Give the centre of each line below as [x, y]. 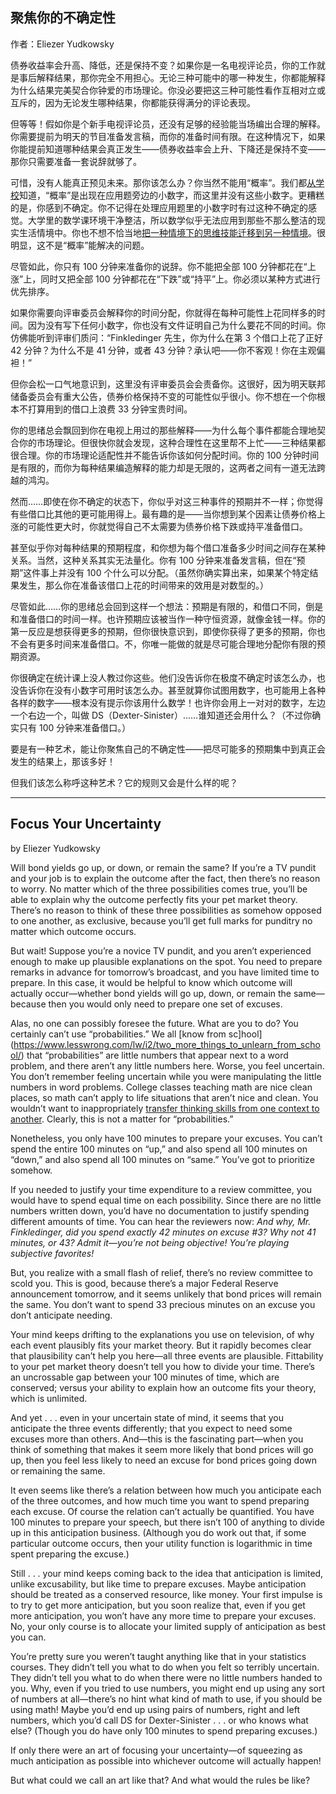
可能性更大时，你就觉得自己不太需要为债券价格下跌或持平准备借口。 [167, 526]
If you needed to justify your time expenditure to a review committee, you [161, 1189]
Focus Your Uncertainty [86, 824]
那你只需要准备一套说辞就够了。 [76, 161]
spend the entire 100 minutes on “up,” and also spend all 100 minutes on [159, 1149]
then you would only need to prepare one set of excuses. [165, 1004]
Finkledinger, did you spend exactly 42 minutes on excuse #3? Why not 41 [163, 1232]
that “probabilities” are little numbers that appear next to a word [157, 1055]
